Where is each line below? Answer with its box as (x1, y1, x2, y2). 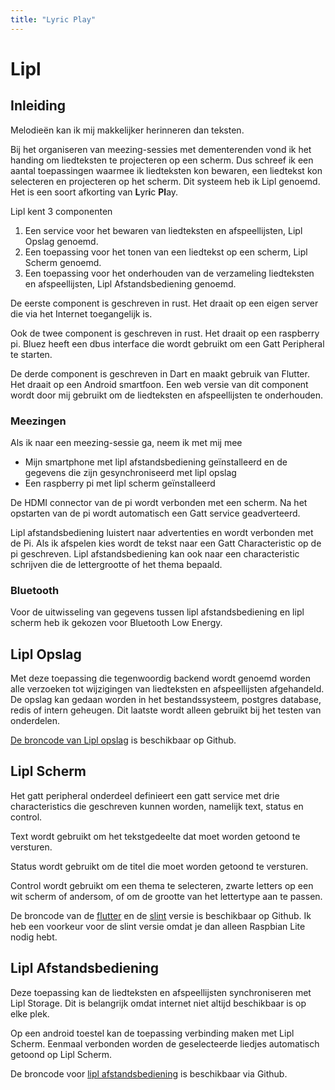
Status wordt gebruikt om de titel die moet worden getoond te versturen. (10, 860, 309, 872)
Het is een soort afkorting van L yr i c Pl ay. (10, 186, 179, 198)
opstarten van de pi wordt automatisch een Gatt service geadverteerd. (10, 507, 301, 519)
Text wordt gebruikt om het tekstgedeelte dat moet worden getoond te (10, 830, 301, 842)
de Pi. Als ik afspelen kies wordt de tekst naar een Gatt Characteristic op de (10, 537, 322, 549)
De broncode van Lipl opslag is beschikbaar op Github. (10, 734, 237, 746)
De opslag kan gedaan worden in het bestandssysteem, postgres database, (10, 694, 322, 706)
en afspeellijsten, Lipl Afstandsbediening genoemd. (24, 277, 237, 290)
